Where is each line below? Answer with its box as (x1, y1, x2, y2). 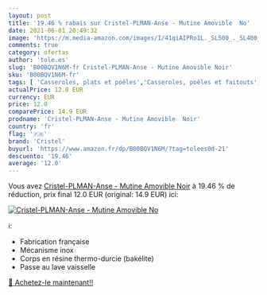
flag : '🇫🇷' (8, 130, 48, 138)
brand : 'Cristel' (8, 137, 66, 146)
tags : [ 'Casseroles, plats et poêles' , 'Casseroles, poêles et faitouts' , (8, 78, 261, 86)
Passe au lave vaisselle (19, 262, 96, 272)
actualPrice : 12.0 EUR (8, 85, 83, 94)
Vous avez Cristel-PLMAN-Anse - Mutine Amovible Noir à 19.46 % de (8, 181, 236, 191)
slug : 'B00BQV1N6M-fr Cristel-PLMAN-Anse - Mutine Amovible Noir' (8, 64, 233, 72)
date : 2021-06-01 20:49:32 (8, 26, 98, 34)
